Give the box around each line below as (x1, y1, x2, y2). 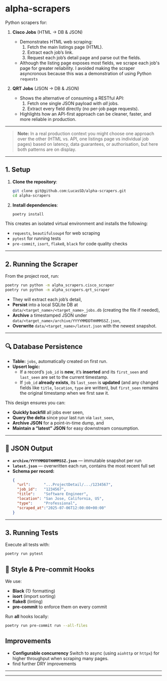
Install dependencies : (12, 202, 58, 208)
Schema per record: (12, 468, 55, 474)
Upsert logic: (12, 363, 40, 369)
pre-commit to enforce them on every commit (12, 604, 107, 610)
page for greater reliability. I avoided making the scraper (19, 65, 135, 71)
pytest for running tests (12, 235, 61, 241)
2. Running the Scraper (5, 260, 78, 268)
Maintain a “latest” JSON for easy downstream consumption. (12, 425, 139, 431)
